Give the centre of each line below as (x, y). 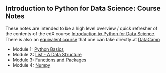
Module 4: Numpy (31, 65)
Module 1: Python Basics (38, 49)
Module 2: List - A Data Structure (47, 54)
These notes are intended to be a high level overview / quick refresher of (81, 28)
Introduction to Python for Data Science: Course (83, 8)
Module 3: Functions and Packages (49, 60)
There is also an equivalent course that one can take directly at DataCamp (83, 39)
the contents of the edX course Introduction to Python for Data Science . (80, 34)
